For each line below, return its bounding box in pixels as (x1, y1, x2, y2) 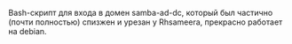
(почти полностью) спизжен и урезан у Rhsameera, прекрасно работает (8, 17, 283, 27)
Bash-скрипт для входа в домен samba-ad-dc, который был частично (8, 8, 273, 18)
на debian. (8, 26, 47, 36)
